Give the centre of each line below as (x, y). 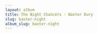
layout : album (20, 10)
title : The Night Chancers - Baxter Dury (49, 14)
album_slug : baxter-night (32, 24)
